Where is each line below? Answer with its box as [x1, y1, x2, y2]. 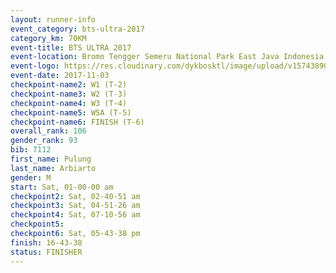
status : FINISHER [10, 247, 83, 257]
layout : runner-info [10, 14, 97, 25]
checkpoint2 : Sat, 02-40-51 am [10, 191, 141, 201]
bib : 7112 [10, 145, 52, 155]
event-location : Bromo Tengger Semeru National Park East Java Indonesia [10, 52, 325, 62]
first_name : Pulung [10, 154, 92, 164]
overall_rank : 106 [10, 126, 87, 136]
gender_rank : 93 [10, 136, 78, 146]
